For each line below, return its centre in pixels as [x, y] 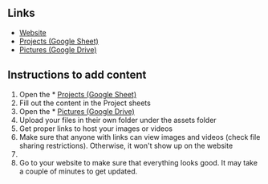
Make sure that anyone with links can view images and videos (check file [140, 137]
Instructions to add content [77, 75]
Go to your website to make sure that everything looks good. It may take [138, 162]
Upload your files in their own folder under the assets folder [118, 120]
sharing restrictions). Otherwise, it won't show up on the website [126, 145]
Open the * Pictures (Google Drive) [77, 111]
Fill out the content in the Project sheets [85, 103]
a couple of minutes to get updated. [78, 171]
